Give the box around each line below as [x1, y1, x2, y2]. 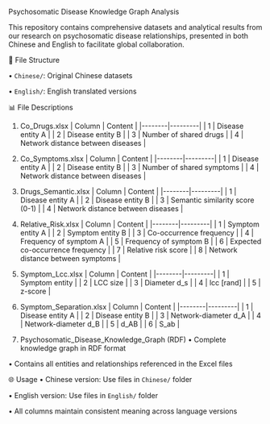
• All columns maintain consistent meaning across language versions [8, 406, 238, 416]
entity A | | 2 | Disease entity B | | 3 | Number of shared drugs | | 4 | [19, 130, 244, 139]
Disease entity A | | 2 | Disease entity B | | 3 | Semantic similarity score [19, 195, 255, 205]
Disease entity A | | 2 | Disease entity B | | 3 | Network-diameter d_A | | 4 [19, 310, 262, 320]
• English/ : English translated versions [8, 86, 137, 96]
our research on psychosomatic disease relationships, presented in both [8, 31, 248, 40]
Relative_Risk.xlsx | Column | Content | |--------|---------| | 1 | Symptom [19, 219, 260, 229]
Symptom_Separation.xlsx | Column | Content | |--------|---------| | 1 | [19, 302, 254, 311]
